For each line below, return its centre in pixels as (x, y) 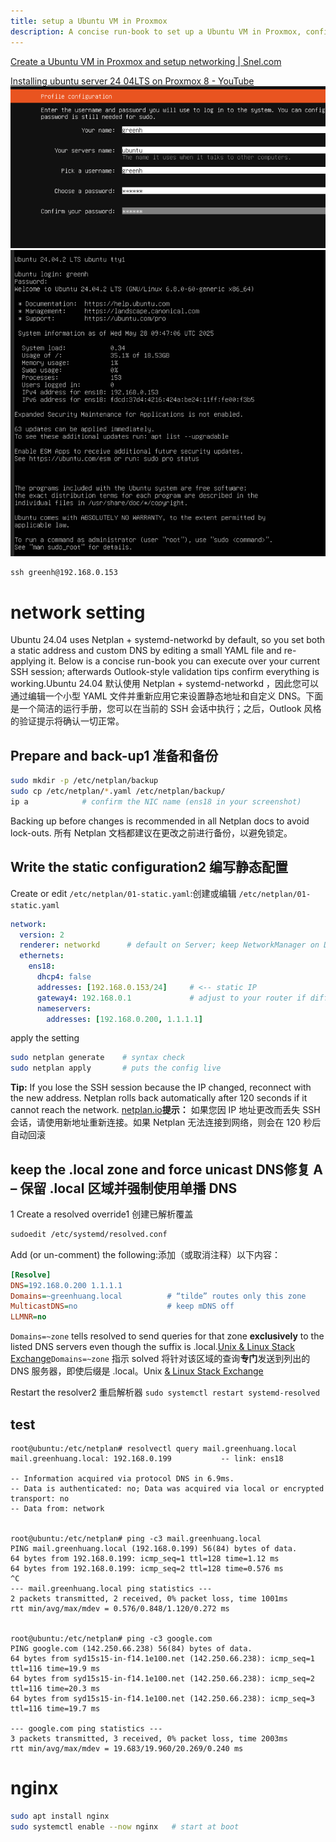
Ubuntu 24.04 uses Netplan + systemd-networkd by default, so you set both (168, 640)
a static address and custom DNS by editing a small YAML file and (146, 651)
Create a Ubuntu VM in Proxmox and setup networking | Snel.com (146, 61)
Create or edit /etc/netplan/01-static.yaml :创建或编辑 (123, 893)
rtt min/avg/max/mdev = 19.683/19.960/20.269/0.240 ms (127, 1749)
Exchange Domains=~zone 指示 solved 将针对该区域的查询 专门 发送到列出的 (160, 1359)
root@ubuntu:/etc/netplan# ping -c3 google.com (111, 1639)
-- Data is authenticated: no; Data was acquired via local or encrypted (167, 1489)
